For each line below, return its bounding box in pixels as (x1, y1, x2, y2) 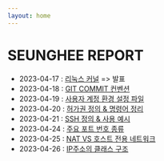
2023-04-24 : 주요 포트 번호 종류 (18, 123, 125, 133)
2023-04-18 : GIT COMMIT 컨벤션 (18, 83, 130, 93)
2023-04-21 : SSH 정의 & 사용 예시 (18, 114, 131, 123)
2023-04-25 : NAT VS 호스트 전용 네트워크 (18, 134, 156, 143)
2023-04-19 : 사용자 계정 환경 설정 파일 (18, 94, 145, 103)
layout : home (7, 11, 51, 20)
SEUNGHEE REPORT (7, 46, 144, 64)
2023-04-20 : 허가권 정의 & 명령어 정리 (18, 103, 144, 113)
